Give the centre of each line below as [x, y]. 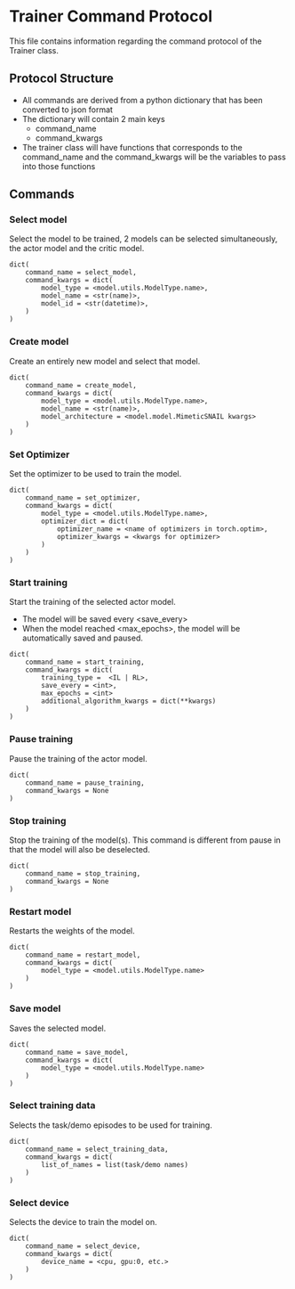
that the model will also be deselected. [80, 849]
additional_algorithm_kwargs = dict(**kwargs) [129, 701]
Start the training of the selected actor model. [92, 602]
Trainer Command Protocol [111, 16]
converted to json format [68, 110]
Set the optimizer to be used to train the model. [96, 474]
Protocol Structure [61, 79]
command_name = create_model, [81, 385]
